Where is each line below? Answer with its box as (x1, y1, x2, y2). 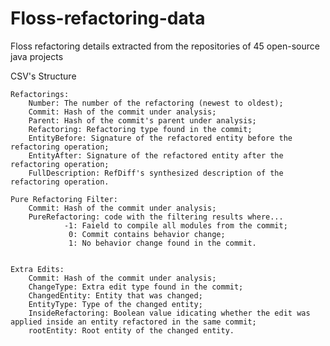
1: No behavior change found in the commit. (68, 238, 257, 248)
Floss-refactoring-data (10, 7, 206, 30)
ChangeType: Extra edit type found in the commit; (28, 282, 244, 292)
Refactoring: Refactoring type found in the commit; (28, 124, 253, 134)
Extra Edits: (10, 264, 65, 274)
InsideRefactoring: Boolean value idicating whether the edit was (28, 308, 311, 318)
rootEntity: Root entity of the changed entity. (28, 325, 235, 336)
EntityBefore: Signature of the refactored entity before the (28, 133, 293, 143)
